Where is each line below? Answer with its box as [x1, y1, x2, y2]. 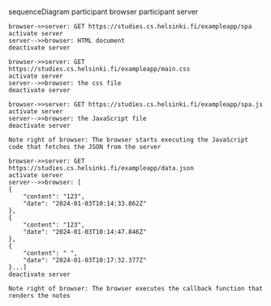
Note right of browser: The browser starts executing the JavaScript [8, 136, 249, 144]
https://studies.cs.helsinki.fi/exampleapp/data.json [8, 164, 195, 172]
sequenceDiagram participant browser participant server [8, 7, 199, 16]
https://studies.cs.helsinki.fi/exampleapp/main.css [8, 65, 191, 73]
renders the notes [8, 291, 71, 300]
